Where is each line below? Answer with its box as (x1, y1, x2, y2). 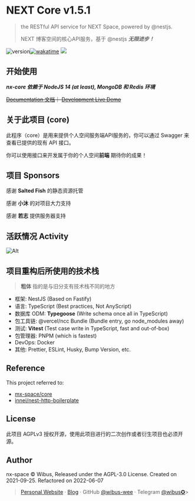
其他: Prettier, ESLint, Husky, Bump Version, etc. (14, 346, 131, 353)
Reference (6, 363, 45, 373)
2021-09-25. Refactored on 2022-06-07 (6, 477, 104, 484)
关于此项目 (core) (6, 115, 70, 125)
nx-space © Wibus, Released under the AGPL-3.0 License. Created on (6, 471, 177, 478)
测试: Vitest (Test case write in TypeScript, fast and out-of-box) (14, 325, 170, 331)
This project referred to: (6, 379, 64, 386)
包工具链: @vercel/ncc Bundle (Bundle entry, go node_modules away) (14, 317, 184, 324)
